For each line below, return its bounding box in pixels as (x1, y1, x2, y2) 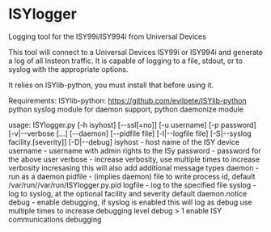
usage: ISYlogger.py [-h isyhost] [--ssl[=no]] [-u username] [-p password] (8, 120, 256, 129)
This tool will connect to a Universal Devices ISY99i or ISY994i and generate (8, 47, 263, 57)
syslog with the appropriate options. (8, 64, 129, 74)
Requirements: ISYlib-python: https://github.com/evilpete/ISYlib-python (8, 95, 247, 105)
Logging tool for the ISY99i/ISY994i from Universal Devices (8, 32, 206, 41)
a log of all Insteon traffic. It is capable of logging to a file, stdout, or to (8, 56, 243, 65)
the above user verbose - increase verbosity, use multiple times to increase (8, 154, 260, 164)
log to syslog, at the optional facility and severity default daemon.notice (8, 188, 248, 198)
